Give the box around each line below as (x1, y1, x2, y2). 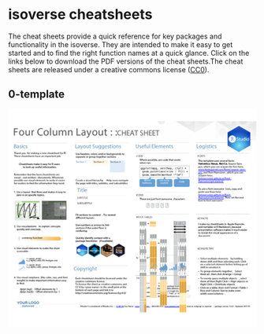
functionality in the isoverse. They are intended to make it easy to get (8, 39, 233, 49)
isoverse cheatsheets (8, 6, 153, 24)
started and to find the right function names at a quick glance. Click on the (8, 48, 250, 57)
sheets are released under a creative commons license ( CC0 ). (8, 64, 210, 74)
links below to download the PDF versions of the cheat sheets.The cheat (8, 57, 244, 66)
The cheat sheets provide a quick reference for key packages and (8, 31, 222, 41)
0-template (8, 88, 65, 101)
